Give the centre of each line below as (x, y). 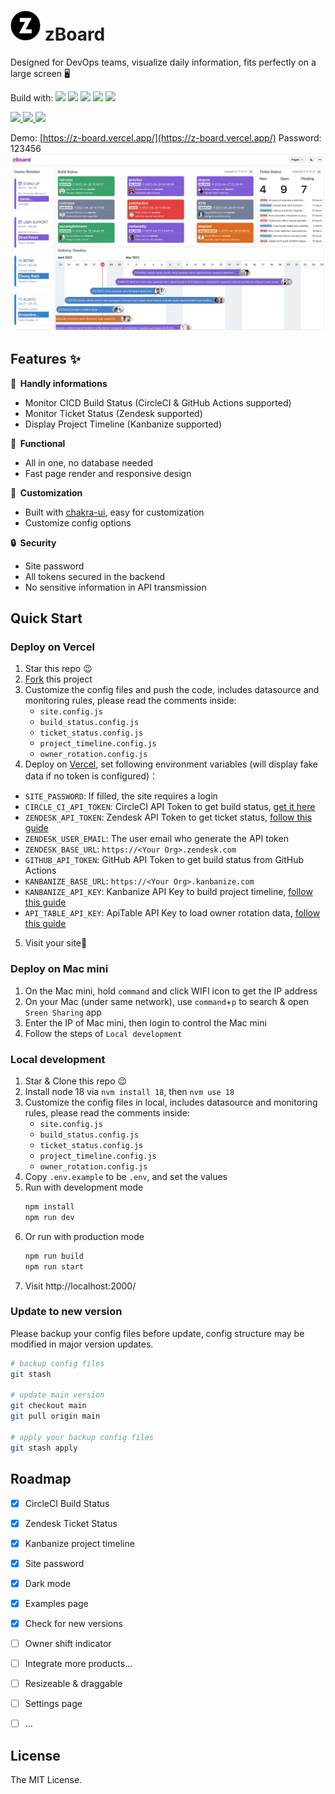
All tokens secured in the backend (95, 576)
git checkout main (48, 1406)
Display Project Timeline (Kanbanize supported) (123, 424)
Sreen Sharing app (63, 1012)
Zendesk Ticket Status (71, 1523)
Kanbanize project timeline (79, 1543)
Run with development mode (84, 1187)
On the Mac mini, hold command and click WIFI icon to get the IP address (171, 991)
